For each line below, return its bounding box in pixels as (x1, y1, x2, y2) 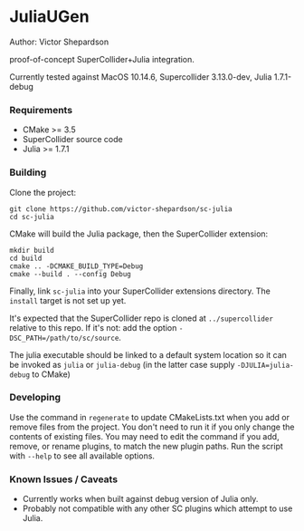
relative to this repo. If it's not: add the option (9, 322, 177, 333)
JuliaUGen (9, 6, 90, 27)
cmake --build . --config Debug (9, 269, 131, 278)
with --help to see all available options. (9, 450, 156, 461)
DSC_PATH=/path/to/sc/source (9, 333, 119, 343)
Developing (9, 391, 62, 404)
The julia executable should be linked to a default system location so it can (9, 349, 288, 360)
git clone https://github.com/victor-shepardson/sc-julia (9, 204, 233, 214)
